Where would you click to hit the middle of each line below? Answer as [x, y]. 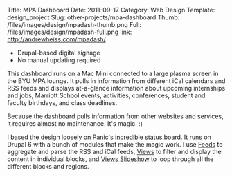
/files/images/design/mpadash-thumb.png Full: [74, 25]
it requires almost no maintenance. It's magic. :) [75, 123]
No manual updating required [59, 60]
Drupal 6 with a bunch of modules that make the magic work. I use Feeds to [115, 144]
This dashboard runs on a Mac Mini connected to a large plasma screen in [113, 73]
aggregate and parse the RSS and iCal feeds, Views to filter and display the [114, 152]
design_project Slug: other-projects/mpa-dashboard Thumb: [93, 17]
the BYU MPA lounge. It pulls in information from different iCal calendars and [116, 81]
